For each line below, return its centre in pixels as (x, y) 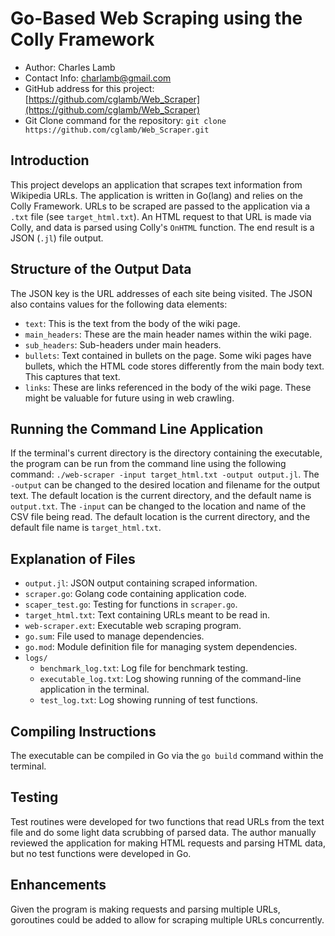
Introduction (50, 160)
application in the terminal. (94, 689)
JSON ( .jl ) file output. (57, 238)
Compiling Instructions (83, 731)
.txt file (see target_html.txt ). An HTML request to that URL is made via (161, 216)
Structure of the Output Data (101, 269)
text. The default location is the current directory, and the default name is (161, 496)
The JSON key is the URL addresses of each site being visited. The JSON (161, 293)
